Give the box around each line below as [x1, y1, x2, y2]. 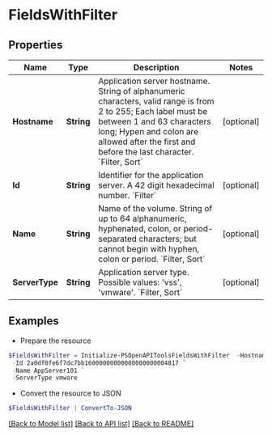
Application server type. [98, 267, 189, 277]
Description [133, 62, 180, 73]
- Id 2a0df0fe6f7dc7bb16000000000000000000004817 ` [11, 358, 186, 367]
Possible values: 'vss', [98, 277, 182, 288]
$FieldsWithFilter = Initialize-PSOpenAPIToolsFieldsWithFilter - [8, 351, 241, 359]
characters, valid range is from [98, 95, 215, 107]
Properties [8, 38, 63, 52]
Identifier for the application [98, 170, 204, 180]
